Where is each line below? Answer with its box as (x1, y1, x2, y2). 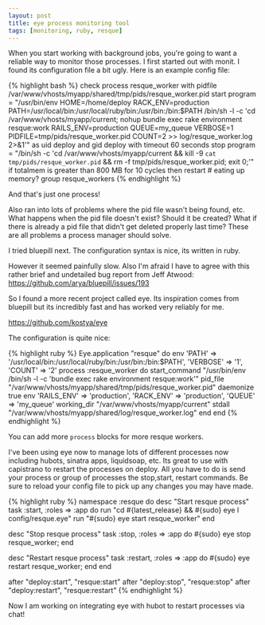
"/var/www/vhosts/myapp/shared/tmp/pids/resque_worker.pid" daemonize (8, 382, 255, 392)
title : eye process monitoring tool (8, 19, 130, 27)
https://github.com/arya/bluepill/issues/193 (8, 279, 150, 288)
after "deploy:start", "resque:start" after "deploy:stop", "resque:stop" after (8, 577, 251, 587)
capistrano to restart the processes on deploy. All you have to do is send (8, 465, 246, 474)
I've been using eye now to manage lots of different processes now (8, 448, 229, 457)
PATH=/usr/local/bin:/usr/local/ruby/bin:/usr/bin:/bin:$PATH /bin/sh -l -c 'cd (8, 106, 256, 116)
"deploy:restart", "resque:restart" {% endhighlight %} (8, 586, 183, 595)
